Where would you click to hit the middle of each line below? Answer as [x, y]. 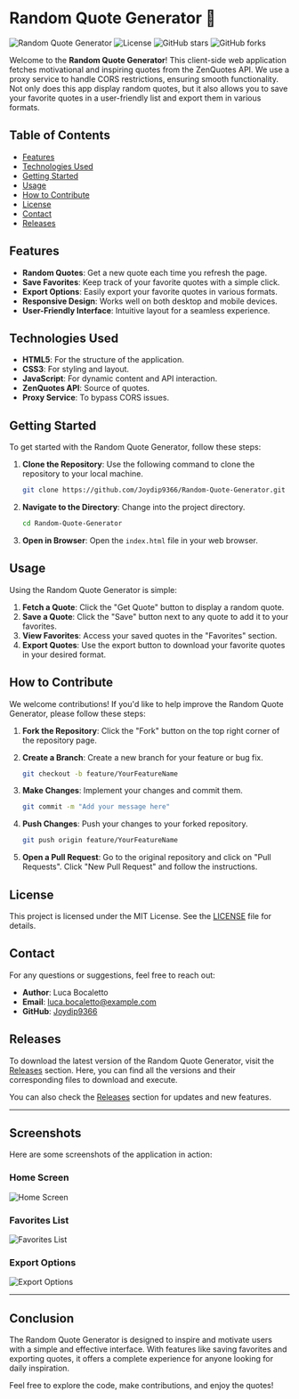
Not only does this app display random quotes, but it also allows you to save [149, 88]
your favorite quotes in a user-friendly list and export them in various [135, 98]
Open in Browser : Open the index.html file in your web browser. [140, 540]
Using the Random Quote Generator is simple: [93, 590]
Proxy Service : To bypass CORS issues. [96, 398]
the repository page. [60, 740]
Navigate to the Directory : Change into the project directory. [133, 508]
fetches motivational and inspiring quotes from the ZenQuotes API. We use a [149, 69]
